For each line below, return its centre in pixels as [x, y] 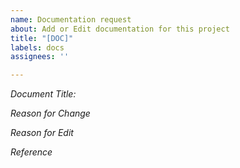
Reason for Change [50, 113]
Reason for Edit [42, 133]
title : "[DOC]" [42, 38]
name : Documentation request [71, 19]
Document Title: [43, 94]
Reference [31, 152]
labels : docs [37, 47]
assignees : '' [40, 57]
